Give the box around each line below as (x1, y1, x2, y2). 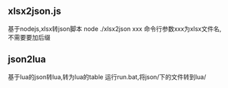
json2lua (8, 54, 46, 65)
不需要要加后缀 (8, 33, 50, 41)
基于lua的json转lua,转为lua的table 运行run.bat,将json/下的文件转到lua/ (8, 72, 207, 81)
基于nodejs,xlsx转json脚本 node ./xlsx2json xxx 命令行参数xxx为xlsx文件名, (8, 24, 222, 33)
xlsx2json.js (8, 5, 61, 17)
